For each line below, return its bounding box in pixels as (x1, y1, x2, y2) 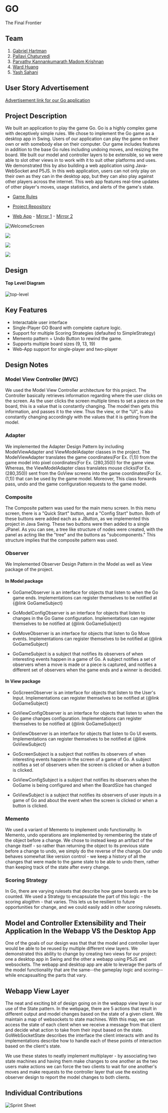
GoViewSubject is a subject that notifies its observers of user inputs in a (12, 792, 161, 798)
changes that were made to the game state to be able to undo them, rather (5, 859, 159, 865)
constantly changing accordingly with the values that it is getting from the (5, 414, 157, 420)
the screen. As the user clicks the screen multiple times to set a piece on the (5, 398, 163, 404)
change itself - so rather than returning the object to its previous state (5, 843, 149, 849)
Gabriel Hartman (12, 47, 47, 53)
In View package (5, 678, 41, 685)
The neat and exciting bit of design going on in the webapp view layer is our (5, 1000, 162, 1006)
